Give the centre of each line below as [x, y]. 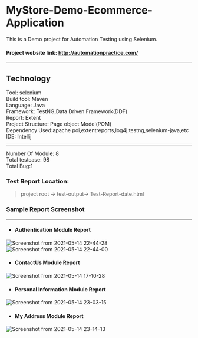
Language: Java [26, 105]
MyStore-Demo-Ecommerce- [80, 10]
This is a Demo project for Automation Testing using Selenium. [82, 39]
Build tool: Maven [27, 99]
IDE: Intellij [19, 136]
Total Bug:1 [19, 166]
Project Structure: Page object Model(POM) [59, 124]
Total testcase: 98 [28, 159]
